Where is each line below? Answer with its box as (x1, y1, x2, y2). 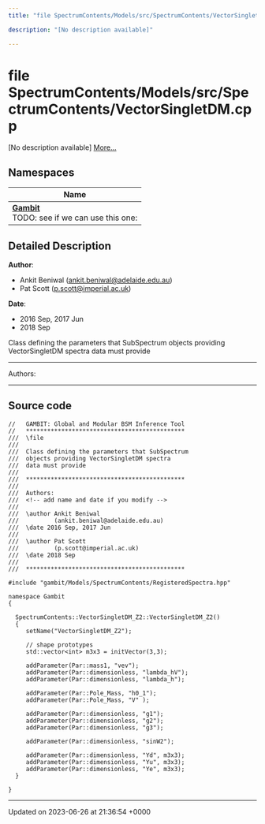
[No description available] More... (8, 143, 117, 152)
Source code (8, 399, 73, 412)
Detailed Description (8, 239, 112, 252)
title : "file (8, 11, 51, 20)
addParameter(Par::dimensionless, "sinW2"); (25, 737, 175, 745)
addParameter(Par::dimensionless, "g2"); (25, 717, 164, 725)
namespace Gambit (8, 592, 65, 600)
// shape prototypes (25, 640, 93, 649)
